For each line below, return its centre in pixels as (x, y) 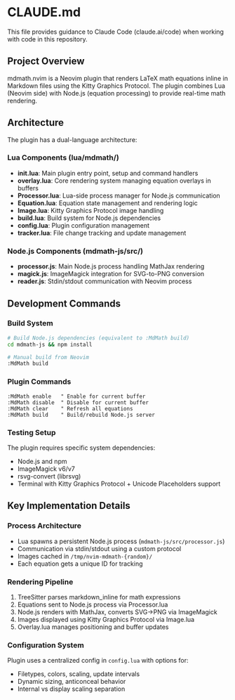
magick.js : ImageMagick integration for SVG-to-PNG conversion (111, 274)
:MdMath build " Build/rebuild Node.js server (81, 415)
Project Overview (46, 61)
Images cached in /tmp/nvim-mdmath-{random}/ (85, 556)
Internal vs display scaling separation (71, 689)
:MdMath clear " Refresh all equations (70, 408)
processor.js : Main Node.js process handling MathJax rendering (111, 266)
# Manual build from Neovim (48, 357)
